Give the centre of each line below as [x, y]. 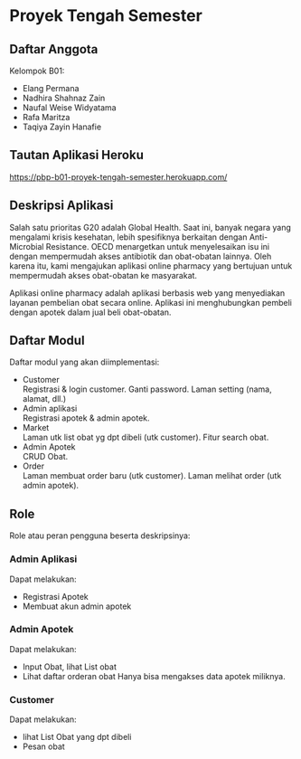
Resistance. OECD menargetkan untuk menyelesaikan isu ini [158, 246]
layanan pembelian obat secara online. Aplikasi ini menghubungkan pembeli [150, 302]
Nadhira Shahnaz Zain [64, 98]
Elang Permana [51, 88]
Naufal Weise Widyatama [69, 108]
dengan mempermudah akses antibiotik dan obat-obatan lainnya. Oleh [141, 256]
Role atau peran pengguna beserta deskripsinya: [100, 536]
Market [36, 428]
